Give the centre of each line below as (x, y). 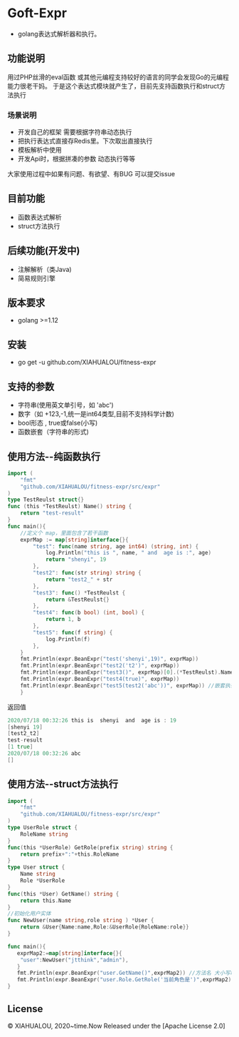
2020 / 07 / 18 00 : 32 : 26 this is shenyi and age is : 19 (92, 720)
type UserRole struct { (43, 828)
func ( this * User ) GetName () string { (63, 894)
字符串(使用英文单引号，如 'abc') (65, 405)
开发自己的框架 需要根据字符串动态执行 (75, 132)
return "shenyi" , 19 (76, 560)
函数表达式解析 (39, 217)
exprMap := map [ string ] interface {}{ (75, 540)
